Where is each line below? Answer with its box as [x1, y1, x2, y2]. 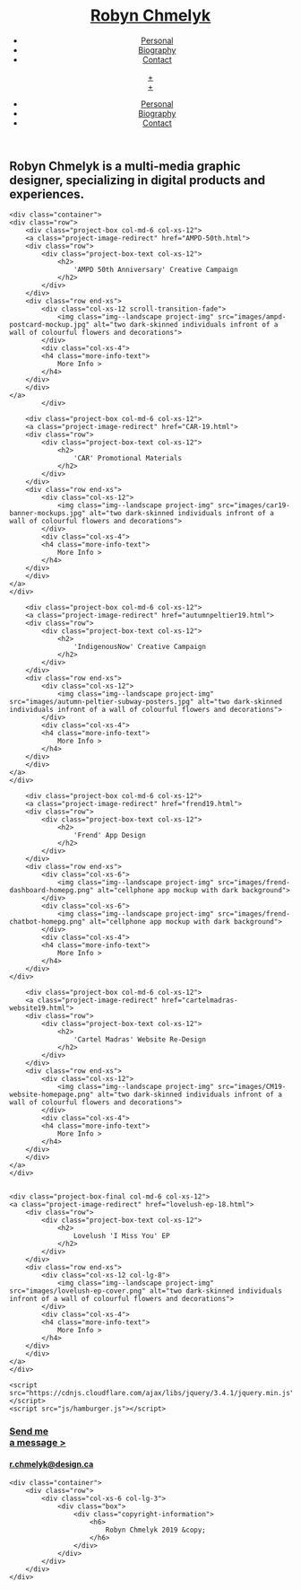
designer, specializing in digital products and [9, 172, 266, 188]
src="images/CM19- [218, 1083, 287, 1092]
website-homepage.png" [9, 1090, 94, 1100]
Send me [9, 1425, 49, 1437]
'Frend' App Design [73, 831, 146, 840]
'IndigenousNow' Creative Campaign [73, 643, 206, 652]
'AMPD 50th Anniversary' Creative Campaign [73, 266, 239, 275]
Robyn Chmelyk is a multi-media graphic [9, 158, 241, 173]
